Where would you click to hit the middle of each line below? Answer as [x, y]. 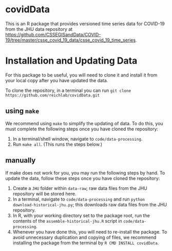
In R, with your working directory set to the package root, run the [81, 215]
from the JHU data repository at [39, 29]
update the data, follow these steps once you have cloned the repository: [83, 178]
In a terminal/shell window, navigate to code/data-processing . [78, 139]
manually [21, 160]
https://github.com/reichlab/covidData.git [53, 95]
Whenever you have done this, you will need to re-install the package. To [90, 231]
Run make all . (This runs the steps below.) [58, 144]
